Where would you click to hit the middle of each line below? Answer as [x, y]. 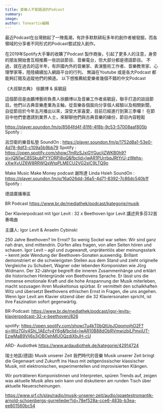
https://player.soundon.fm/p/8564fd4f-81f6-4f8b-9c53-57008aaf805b [76, 127]
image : [12, 18]
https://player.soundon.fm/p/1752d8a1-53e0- [107, 142]
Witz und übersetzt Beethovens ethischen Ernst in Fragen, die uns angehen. [81, 291]
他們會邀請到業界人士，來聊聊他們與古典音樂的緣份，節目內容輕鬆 [79, 117]
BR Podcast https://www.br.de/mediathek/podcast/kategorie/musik [72, 204]
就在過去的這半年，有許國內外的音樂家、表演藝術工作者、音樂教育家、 [83, 66]
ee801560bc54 [20, 406]
